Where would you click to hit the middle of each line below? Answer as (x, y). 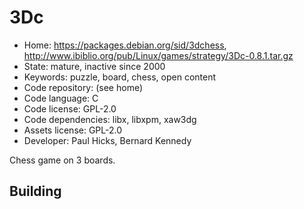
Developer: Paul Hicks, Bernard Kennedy (107, 140)
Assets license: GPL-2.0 (73, 130)
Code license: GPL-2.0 (70, 108)
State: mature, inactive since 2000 (94, 66)
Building (35, 191)
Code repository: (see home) (83, 87)
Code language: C (61, 98)
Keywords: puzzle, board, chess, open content (120, 77)
